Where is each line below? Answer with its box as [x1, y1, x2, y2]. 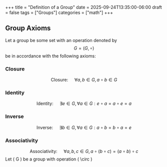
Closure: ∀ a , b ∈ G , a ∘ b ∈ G [50, 77, 117, 83]
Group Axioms [5, 24, 51, 32]
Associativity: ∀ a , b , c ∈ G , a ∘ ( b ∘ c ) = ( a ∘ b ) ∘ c [29, 148, 138, 154]
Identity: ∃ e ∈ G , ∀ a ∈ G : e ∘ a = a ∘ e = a [36, 100, 131, 106]
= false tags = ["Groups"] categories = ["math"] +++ [5, 9, 113, 15]
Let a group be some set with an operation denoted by [5, 37, 117, 43]
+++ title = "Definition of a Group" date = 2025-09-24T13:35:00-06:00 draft [5, 4, 162, 10]
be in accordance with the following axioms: [5, 52, 96, 59]
